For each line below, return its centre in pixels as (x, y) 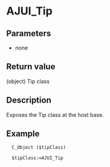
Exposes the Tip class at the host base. (55, 115)
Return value (31, 67)
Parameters (29, 33)
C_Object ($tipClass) (39, 148)
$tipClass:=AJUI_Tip (37, 158)
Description (29, 100)
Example (23, 134)
